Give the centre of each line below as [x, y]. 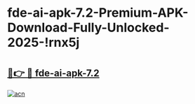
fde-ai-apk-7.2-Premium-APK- [98, 13]
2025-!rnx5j [43, 43]
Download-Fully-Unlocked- [88, 28]
